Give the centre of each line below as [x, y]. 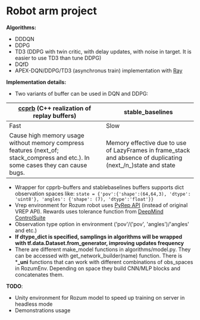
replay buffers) [55, 115]
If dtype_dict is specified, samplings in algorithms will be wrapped [99, 237]
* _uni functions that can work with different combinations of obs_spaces [104, 262]
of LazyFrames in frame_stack [148, 150]
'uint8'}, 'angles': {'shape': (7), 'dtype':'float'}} [84, 199]
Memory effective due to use [146, 143]
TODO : [15, 286]
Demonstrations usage [43, 310]
